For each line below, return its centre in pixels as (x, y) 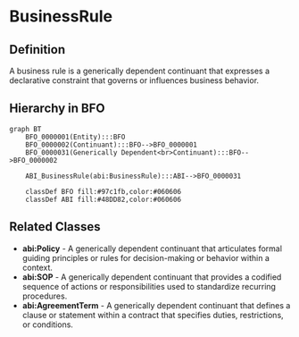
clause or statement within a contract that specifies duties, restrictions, (153, 315)
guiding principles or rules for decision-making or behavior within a (145, 257)
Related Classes (55, 227)
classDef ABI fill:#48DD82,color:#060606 (103, 199)
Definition (37, 50)
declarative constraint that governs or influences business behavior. (134, 80)
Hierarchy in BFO (57, 109)
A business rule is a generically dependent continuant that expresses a (140, 71)
